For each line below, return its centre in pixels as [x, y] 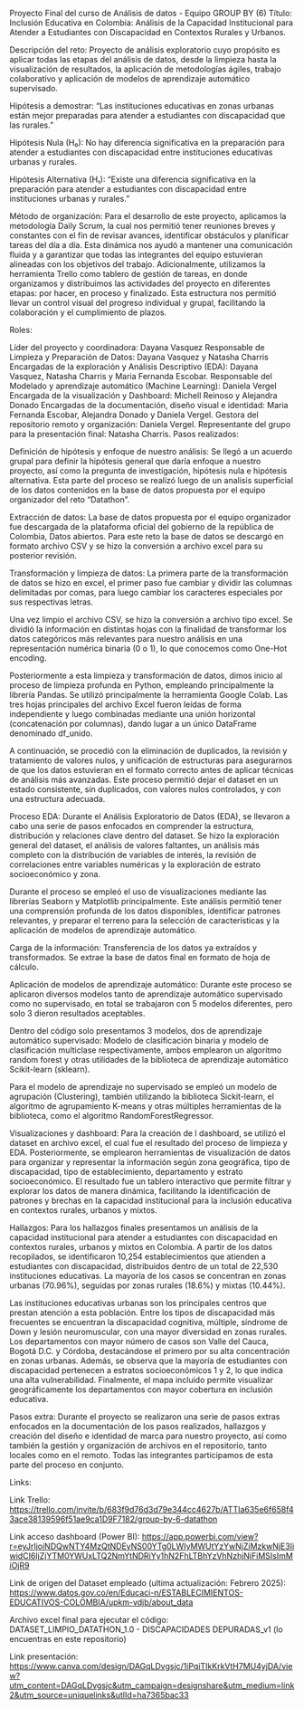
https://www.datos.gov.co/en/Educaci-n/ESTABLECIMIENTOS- [127, 1593]
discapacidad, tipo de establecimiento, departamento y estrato [126, 1172]
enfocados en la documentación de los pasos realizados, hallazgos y [138, 1426]
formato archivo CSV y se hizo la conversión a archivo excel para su [136, 546]
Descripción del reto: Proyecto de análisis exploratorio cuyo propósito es [145, 50]
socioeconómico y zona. [55, 874]
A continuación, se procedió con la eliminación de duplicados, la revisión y [148, 751]
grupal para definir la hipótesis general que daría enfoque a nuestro [135, 461]
